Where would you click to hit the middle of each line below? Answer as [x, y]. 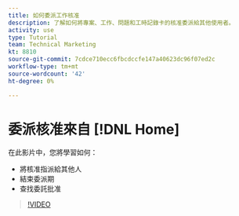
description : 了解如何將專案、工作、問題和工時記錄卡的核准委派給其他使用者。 [121, 23]
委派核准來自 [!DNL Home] [94, 129]
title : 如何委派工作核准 [44, 15]
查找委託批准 [40, 189]
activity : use [31, 30]
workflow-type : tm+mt [43, 67]
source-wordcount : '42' [47, 74]
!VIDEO [39, 204]
